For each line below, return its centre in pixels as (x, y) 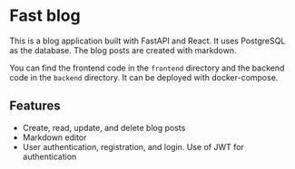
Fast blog (45, 16)
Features (35, 106)
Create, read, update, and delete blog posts (104, 127)
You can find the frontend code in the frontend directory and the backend (147, 68)
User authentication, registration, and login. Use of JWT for (133, 146)
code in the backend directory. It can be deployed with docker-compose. (144, 77)
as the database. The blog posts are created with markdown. (123, 50)
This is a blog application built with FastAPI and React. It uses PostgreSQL (147, 41)
